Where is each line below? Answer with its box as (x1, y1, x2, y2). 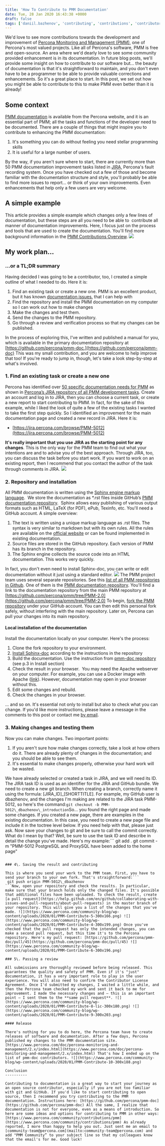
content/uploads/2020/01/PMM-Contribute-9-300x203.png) (5, 1012, 122, 1017)
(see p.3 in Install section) (12, 661, 65, 666)
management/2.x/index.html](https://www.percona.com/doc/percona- (5, 1046, 144, 1052)
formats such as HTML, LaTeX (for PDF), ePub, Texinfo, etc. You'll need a (5, 505, 153, 511)
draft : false (5, 16, 32, 21)
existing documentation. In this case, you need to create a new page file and (5, 817, 160, 823)
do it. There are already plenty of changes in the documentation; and (12, 750, 152, 756)
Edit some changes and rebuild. (12, 687, 77, 693)
